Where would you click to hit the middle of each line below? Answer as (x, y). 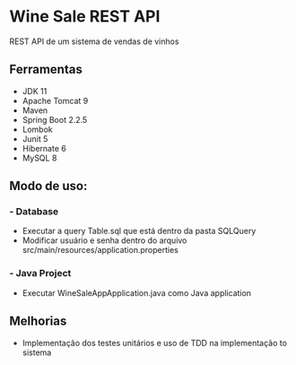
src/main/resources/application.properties (100, 250)
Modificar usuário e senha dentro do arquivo (104, 240)
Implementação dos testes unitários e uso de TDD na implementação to (154, 343)
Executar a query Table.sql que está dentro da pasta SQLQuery (139, 231)
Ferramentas (46, 70)
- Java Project (40, 274)
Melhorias (38, 322)
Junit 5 (35, 139)
